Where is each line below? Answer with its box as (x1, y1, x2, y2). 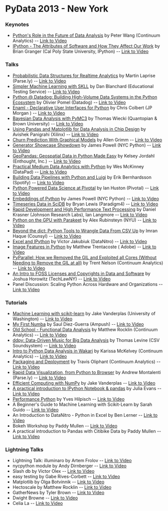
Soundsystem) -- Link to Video (12, 343, 76, 349)
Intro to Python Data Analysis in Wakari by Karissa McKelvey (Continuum (12, 348, 163, 354)
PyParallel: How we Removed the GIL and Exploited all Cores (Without (12, 254, 157, 260)
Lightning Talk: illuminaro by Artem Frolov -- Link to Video (12, 458, 132, 464)
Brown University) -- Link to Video (12, 120, 84, 126)
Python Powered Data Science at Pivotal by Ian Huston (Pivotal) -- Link (12, 185, 159, 191)
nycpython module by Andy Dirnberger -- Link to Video (12, 463, 127, 469)
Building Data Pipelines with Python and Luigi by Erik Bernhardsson (12, 174, 152, 180)
